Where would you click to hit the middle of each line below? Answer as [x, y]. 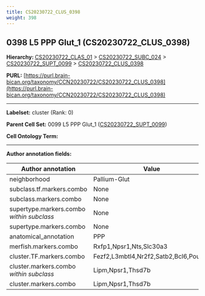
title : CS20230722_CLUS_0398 [43, 12]
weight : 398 [21, 18]
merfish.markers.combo [44, 246]
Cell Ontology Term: [32, 136]
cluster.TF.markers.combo [47, 256]
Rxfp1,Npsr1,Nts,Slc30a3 [130, 246]
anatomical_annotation [42, 237]
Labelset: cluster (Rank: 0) [40, 113]
